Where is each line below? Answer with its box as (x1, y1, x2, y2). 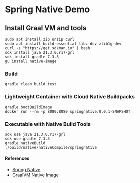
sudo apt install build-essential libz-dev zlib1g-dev (5, 41, 122, 46)
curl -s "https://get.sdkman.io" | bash (5, 46, 91, 51)
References (5, 155, 30, 161)
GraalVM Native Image (12, 172, 59, 178)
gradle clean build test (5, 82, 57, 87)
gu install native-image (5, 59, 57, 64)
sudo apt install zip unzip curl (5, 37, 75, 42)
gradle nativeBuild (5, 140, 46, 146)
